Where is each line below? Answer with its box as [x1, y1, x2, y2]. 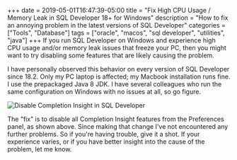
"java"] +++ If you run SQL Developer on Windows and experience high [7, 36, 216, 45]
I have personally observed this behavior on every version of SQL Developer [7, 65, 230, 73]
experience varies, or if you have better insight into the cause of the [7, 137, 205, 146]
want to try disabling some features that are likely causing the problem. [7, 51, 214, 59]
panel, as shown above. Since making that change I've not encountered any [7, 122, 229, 130]
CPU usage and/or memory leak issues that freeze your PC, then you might [7, 44, 226, 52]
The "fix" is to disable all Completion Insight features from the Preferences [7, 115, 224, 123]
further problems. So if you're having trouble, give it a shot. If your [7, 130, 200, 138]
